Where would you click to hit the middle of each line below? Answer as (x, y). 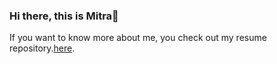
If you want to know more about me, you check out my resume (138, 38)
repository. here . (42, 48)
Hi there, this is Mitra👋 (64, 16)
